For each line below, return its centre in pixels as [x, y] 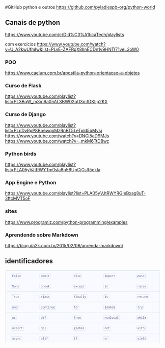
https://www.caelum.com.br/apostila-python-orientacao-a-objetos [72, 73]
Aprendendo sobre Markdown [42, 235]
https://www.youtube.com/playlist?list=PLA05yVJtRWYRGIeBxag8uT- [75, 193]
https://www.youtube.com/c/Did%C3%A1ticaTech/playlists [65, 35]
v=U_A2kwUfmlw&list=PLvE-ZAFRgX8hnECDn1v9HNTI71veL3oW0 [72, 49]
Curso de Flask [23, 86]
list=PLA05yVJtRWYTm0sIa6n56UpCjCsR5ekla [53, 170]
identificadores [29, 261]
